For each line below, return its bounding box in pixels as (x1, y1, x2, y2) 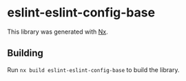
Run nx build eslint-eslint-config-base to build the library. (7, 65, 180, 73)
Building (7, 47, 43, 59)
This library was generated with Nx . (7, 27, 108, 36)
